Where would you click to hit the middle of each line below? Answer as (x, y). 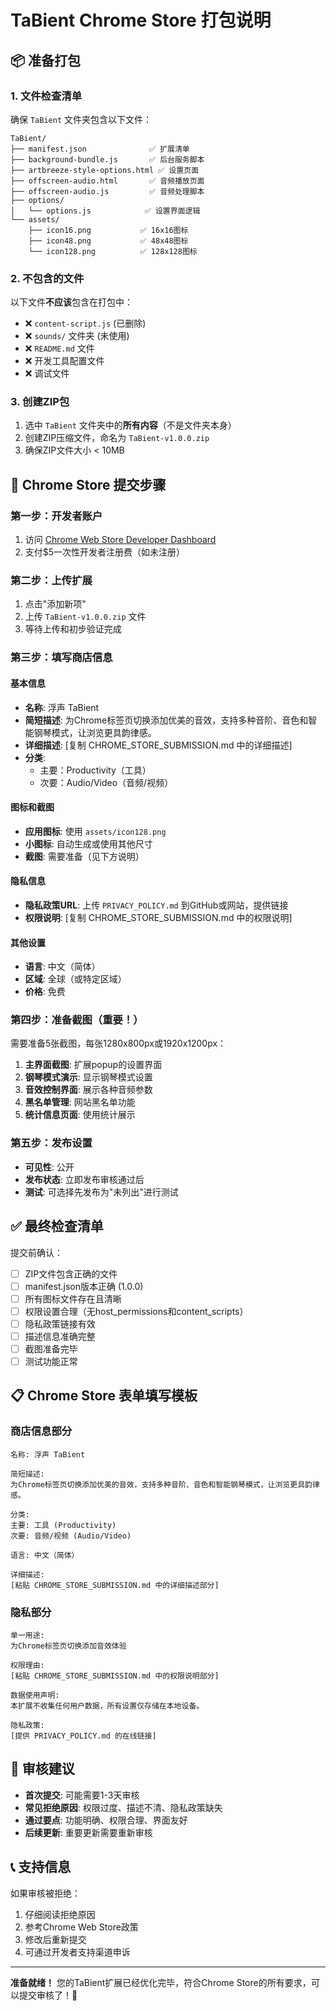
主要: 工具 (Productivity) (63, 1525)
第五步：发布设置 (51, 1143)
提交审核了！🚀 (48, 1995)
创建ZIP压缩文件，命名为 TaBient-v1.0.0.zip (117, 438)
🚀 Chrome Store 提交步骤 (88, 484)
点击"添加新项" (55, 604)
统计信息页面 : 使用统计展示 (80, 1115)
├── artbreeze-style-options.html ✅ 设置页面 (105, 170)
